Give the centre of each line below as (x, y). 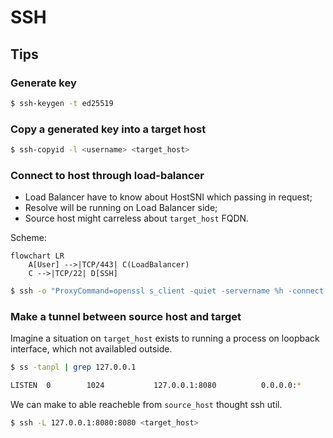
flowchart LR (37, 256)
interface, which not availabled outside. (91, 349)
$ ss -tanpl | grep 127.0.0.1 (73, 367)
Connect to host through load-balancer (107, 175)
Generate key (43, 83)
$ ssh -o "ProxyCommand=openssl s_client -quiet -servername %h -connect (167, 291)
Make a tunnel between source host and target (126, 317)
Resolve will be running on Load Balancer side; (121, 208)
